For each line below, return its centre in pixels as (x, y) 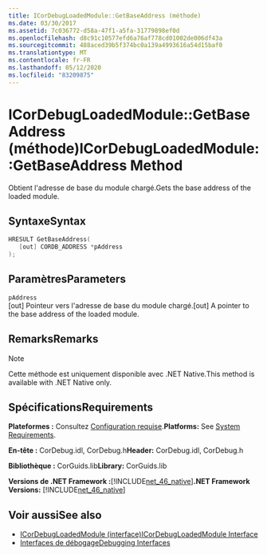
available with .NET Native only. (60, 382)
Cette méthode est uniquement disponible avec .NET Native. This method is (132, 374)
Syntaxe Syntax (47, 221)
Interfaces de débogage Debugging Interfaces (95, 543)
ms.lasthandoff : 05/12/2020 (55, 68)
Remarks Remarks (53, 339)
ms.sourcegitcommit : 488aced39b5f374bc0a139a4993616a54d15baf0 (116, 46)
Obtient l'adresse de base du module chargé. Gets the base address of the (130, 188)
